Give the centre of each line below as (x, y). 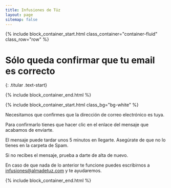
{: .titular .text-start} (26, 85)
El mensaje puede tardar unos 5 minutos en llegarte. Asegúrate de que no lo (85, 140)
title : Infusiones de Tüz (33, 10)
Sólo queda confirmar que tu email (80, 60)
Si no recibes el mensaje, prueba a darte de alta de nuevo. (67, 155)
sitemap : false (22, 19)
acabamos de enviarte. (29, 130)
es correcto (30, 71)
